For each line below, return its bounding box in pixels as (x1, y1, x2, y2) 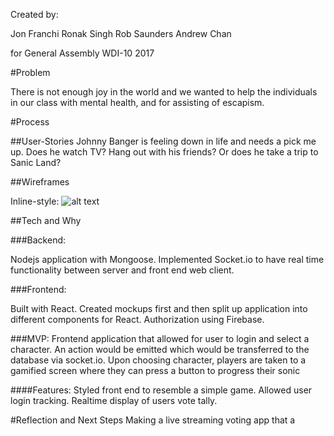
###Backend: (10, 234, 67, 246)
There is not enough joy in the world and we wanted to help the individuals (10, 86, 318, 98)
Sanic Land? (10, 157, 62, 168)
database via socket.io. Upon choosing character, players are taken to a (10, 354, 307, 366)
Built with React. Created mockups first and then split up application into (10, 303, 308, 314)
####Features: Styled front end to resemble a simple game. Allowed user (10, 384, 313, 396)
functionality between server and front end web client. (10, 264, 235, 276)
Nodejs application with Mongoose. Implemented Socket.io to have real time (10, 254, 325, 265)
